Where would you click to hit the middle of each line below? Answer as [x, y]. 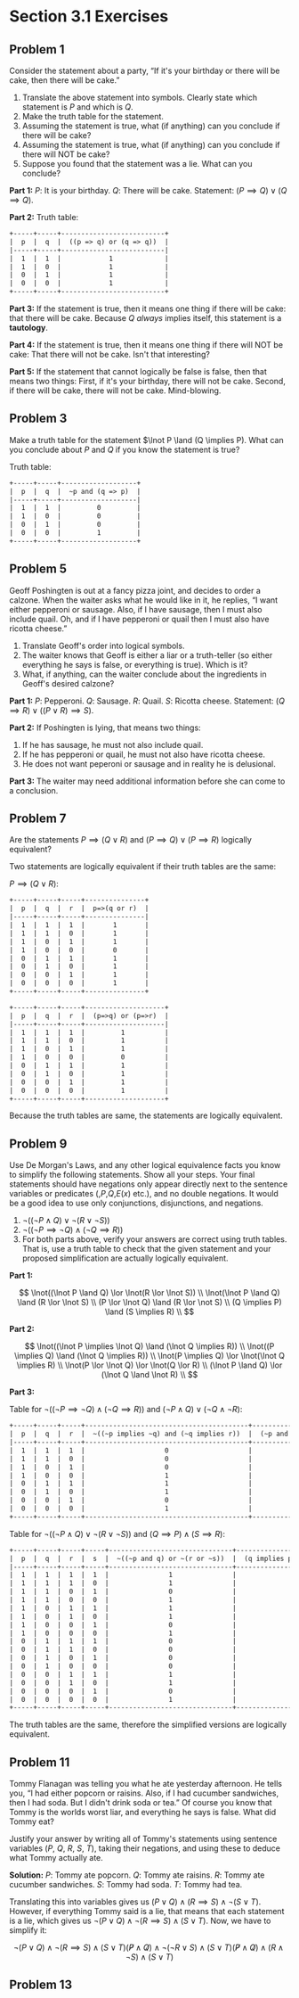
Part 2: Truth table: [44, 217]
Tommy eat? [32, 1821]
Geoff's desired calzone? [68, 683]
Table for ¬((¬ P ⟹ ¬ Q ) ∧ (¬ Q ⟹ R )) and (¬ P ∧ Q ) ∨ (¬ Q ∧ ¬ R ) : [126, 1410]
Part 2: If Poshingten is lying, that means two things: [105, 728]
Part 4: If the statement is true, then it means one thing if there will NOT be [146, 345]
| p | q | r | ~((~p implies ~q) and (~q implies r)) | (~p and [149, 1434]
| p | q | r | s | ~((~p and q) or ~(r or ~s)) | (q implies [147, 1558]
